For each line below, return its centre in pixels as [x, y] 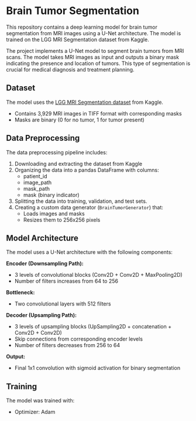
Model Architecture [42, 238]
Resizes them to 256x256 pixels [62, 220]
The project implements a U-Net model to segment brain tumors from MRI [95, 50]
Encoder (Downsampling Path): [45, 264]
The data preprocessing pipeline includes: [57, 152]
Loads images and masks [54, 213]
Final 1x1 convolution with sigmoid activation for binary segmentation [97, 368]
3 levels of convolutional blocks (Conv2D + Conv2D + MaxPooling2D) [98, 275]
